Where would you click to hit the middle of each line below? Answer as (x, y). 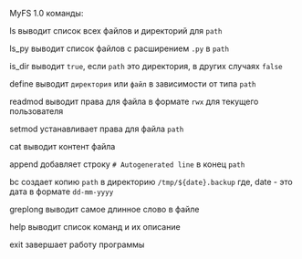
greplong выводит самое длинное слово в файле (104, 209)
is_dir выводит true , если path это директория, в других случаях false (146, 66)
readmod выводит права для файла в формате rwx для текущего (134, 101)
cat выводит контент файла (62, 146)
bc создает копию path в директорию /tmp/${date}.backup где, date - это (151, 182)
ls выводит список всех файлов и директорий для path (116, 31)
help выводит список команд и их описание (95, 227)
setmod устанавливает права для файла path (97, 129)
